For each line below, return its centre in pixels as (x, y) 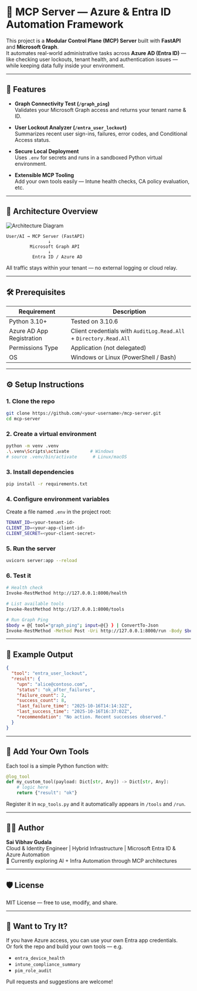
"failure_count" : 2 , (42, 695)
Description (130, 312)
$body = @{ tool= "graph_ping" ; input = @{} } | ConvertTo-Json (82, 625)
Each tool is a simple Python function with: (57, 766)
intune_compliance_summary (47, 965)
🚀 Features (26, 89)
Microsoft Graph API (55, 246)
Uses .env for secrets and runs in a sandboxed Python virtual (88, 157)
